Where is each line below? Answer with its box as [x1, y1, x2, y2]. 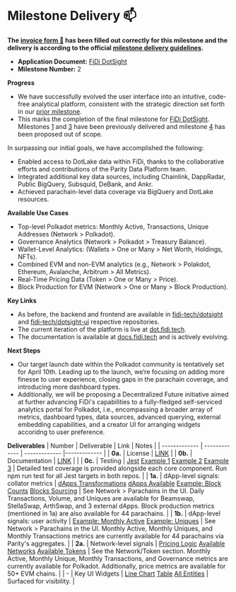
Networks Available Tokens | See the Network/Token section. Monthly [7, 547, 211, 555]
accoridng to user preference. [17, 428, 105, 436]
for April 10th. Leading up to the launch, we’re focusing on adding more [17, 368, 225, 376]
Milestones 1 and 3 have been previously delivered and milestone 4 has [17, 122, 226, 130]
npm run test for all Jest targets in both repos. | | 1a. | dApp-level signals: [7, 471, 220, 480]
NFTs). [17, 252, 37, 261]
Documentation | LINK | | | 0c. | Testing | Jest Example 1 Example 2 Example [7, 456, 230, 465]
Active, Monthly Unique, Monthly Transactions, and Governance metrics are [7, 554, 228, 562]
